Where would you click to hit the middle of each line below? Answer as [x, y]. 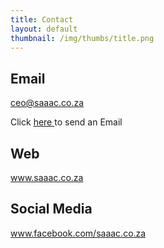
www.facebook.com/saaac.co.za [78, 233]
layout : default [44, 29]
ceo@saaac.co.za [47, 103]
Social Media [51, 209]
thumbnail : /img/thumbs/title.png [82, 38]
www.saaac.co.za [47, 177]
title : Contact [42, 19]
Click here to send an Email [66, 122]
